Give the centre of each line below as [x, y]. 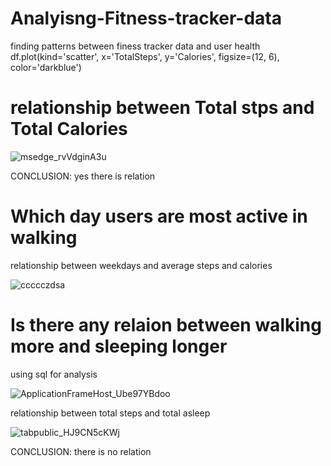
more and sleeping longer [119, 346]
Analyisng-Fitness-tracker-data [146, 18]
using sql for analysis [54, 374]
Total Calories [69, 129]
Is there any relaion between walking [166, 325]
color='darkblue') [46, 67]
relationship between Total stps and [162, 108]
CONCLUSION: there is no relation [81, 451]
